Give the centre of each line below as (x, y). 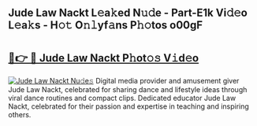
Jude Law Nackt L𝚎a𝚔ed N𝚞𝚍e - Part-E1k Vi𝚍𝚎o (128, 13)
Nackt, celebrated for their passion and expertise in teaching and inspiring (129, 106)
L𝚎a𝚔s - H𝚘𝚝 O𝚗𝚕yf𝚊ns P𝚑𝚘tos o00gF (106, 26)
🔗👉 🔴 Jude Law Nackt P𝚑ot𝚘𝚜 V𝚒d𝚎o (104, 58)
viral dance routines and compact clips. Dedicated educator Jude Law (122, 98)
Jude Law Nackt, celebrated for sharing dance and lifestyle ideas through (128, 89)
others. (20, 115)
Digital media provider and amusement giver (168, 81)
